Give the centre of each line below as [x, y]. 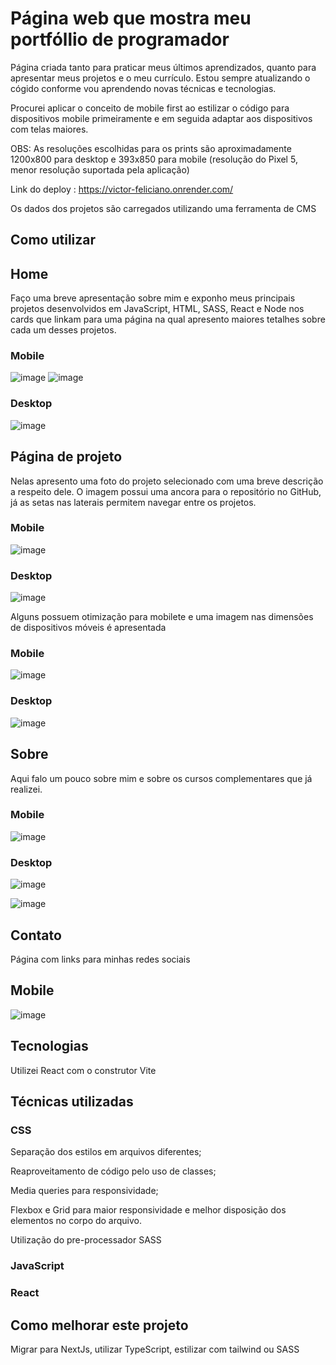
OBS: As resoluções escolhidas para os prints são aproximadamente [151, 148]
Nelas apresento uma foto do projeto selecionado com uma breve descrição [167, 481]
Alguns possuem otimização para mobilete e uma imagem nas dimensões [162, 617]
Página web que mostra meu [131, 18]
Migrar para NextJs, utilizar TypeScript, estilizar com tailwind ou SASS [155, 1349]
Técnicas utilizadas [72, 1101]
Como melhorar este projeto [99, 1325]
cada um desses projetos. [63, 330]
